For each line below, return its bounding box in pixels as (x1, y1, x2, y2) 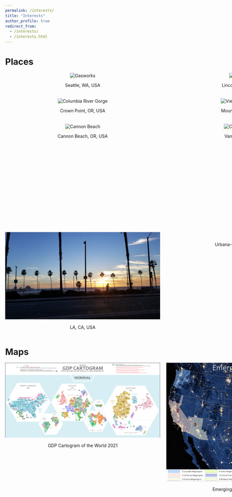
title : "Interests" (5, 13, 46, 18)
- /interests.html (9, 34, 48, 39)
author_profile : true (5, 18, 50, 23)
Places (5, 56, 34, 68)
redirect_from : (5, 24, 37, 29)
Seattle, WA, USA (65, 82, 101, 88)
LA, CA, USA (69, 324, 96, 330)
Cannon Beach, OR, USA (58, 133, 108, 139)
